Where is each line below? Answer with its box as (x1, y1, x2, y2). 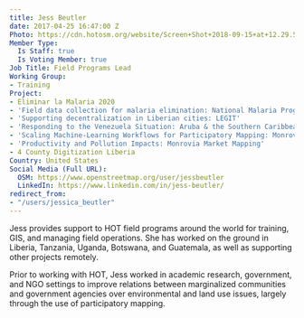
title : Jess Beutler (9, 13, 88, 23)
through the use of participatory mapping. (9, 297, 166, 308)
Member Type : (9, 38, 59, 48)
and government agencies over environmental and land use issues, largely (9, 288, 287, 299)
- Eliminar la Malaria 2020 (9, 97, 116, 107)
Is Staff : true (17, 47, 75, 56)
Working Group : (9, 72, 67, 81)
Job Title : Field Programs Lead (9, 64, 131, 73)
